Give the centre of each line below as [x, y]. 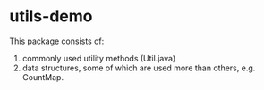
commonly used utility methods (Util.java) [99, 58]
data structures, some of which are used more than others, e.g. [139, 68]
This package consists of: [57, 41]
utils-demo [51, 16]
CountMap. [43, 77]
